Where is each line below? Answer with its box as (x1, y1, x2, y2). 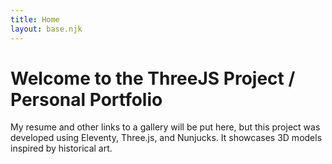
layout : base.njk (10, 24, 83, 34)
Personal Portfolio (10, 88, 163, 111)
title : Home (10, 14, 60, 25)
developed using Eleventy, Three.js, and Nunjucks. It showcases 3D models (10, 132, 323, 144)
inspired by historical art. (10, 142, 113, 155)
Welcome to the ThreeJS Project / (10, 67, 296, 90)
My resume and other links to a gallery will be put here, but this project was (10, 121, 321, 133)
